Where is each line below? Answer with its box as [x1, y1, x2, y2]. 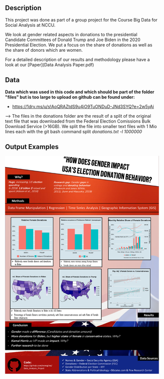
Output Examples [5, 143, 59, 151]
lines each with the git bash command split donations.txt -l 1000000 [5, 128, 143, 134]
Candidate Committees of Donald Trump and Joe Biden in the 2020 [5, 37, 141, 42]
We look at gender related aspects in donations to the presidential [5, 31, 138, 37]
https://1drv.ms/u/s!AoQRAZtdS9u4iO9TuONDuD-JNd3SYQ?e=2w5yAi [12, 104, 154, 109]
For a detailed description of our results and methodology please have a [5, 56, 150, 63]
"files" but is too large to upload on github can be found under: [5, 94, 135, 100]
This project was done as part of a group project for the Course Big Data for [5, 17, 158, 22]
